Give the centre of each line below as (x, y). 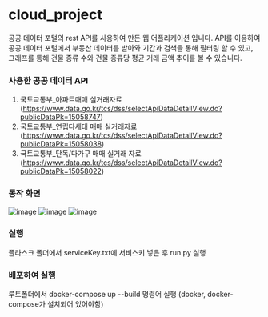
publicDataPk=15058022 (61, 171)
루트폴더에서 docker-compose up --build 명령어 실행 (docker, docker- (121, 295)
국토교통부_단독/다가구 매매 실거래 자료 (80, 154)
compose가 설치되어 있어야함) (56, 304)
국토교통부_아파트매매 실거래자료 (71, 100)
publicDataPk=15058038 (61, 144)
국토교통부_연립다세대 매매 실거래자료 (78, 126)
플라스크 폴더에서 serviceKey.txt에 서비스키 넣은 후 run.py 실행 (107, 252)
